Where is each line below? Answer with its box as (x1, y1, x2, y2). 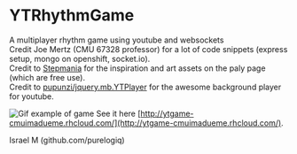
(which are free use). (9, 72, 86, 82)
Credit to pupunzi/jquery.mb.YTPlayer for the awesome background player (9, 81, 282, 92)
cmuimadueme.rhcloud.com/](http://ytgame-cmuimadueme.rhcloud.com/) (9, 117, 282, 128)
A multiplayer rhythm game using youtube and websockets (9, 35, 224, 45)
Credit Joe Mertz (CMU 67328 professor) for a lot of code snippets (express (9, 43, 288, 54)
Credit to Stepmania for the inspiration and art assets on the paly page (9, 63, 266, 73)
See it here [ (96, 108, 141, 119)
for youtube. (9, 90, 55, 102)
